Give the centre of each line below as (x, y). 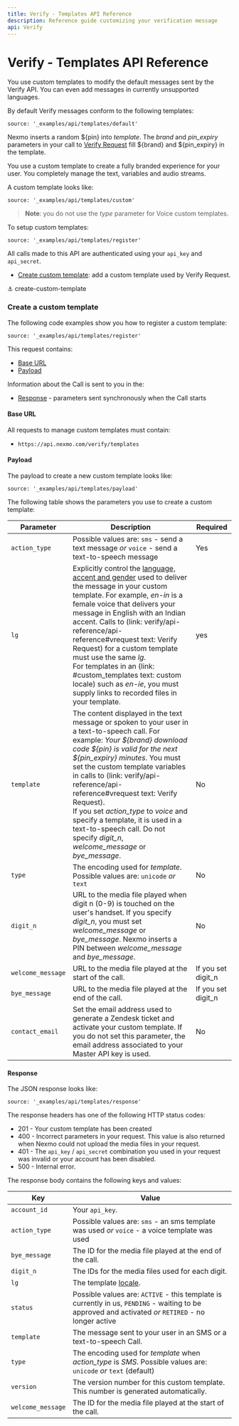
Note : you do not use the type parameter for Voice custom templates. (127, 213)
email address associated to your (128, 1045)
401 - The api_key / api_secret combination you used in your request (119, 1151)
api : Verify (25, 27)
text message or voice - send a (125, 548)
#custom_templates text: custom (127, 675)
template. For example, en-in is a (128, 595)
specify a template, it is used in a (127, 820)
